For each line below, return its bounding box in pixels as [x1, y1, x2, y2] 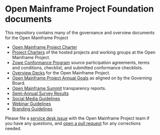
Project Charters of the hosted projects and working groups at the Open [12, 49, 156, 55]
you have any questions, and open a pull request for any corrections [5, 120, 141, 126]
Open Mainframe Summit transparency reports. [12, 85, 106, 91]
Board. [12, 80, 26, 86]
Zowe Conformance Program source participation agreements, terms [12, 60, 150, 65]
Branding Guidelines [12, 105, 53, 112]
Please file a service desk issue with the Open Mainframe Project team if [5, 115, 150, 121]
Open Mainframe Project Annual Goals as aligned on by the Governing [12, 75, 152, 81]
